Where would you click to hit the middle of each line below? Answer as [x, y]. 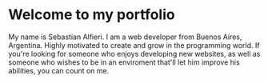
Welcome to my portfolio [92, 15]
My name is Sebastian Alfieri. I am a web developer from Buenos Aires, [125, 37]
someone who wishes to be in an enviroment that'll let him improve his [124, 62]
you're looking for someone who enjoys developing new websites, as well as [134, 53]
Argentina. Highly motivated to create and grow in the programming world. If [134, 45]
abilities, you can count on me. [59, 70]
